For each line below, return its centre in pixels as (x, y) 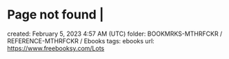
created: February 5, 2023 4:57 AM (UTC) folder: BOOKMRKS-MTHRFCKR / (115, 34)
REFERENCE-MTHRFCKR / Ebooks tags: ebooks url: (81, 40)
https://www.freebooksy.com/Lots (56, 48)
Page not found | (56, 15)
